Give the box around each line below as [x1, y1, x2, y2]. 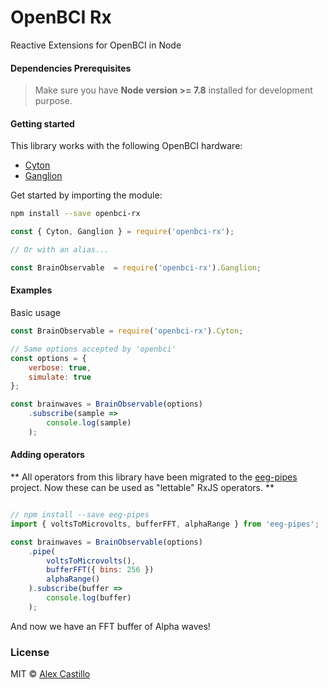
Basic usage [10, 307, 62, 319]
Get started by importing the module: [10, 189, 163, 201]
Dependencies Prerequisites [10, 62, 132, 74]
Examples [10, 284, 53, 296]
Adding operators [10, 449, 85, 461]
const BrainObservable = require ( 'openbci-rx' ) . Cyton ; [10, 326, 244, 336]
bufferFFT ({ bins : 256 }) [46, 565, 155, 575]
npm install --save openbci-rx [10, 209, 141, 219]
